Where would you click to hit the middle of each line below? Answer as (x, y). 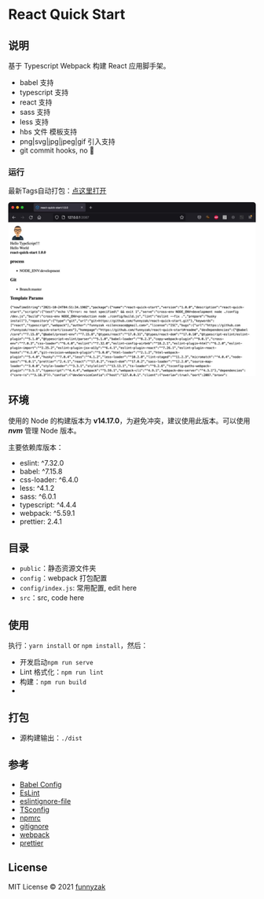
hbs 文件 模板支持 (48, 132)
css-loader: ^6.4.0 (49, 479)
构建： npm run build (53, 682)
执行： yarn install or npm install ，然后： (78, 646)
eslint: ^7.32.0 (42, 462)
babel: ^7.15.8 (41, 471)
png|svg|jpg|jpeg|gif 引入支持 (67, 142)
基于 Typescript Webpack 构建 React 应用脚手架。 (89, 66)
